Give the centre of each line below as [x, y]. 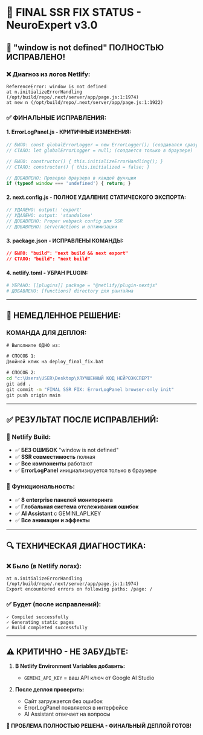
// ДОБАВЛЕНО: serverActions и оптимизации [62, 227]
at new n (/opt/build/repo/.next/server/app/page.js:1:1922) [85, 102]
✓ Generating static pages [40, 622]
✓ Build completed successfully [47, 627]
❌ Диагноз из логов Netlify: [48, 74]
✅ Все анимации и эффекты [52, 520]
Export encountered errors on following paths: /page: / [79, 589]
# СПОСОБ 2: [21, 373]
